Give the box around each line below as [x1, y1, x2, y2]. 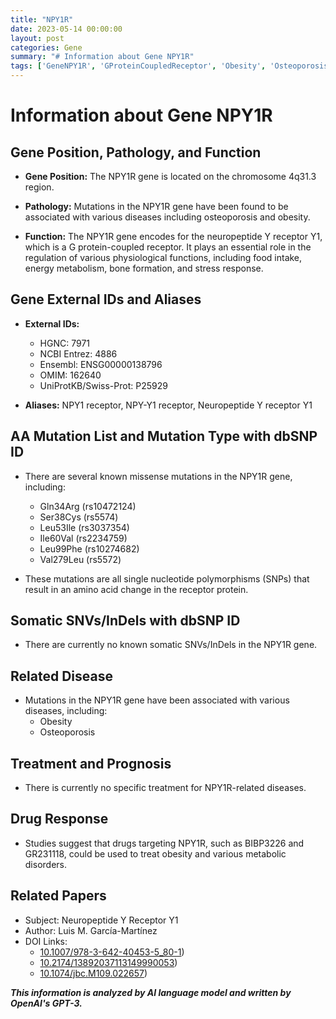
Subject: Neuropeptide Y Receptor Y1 [24, 914, 179, 926]
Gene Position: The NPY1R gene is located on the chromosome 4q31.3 [24, 171, 317, 182]
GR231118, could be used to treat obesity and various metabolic [24, 847, 287, 860]
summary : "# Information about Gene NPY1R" [10, 52, 195, 62]
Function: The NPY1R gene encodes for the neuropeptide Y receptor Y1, [24, 231, 323, 242]
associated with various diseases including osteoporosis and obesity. [24, 211, 311, 223]
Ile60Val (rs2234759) [39, 532, 128, 544]
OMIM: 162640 [39, 369, 102, 381]
